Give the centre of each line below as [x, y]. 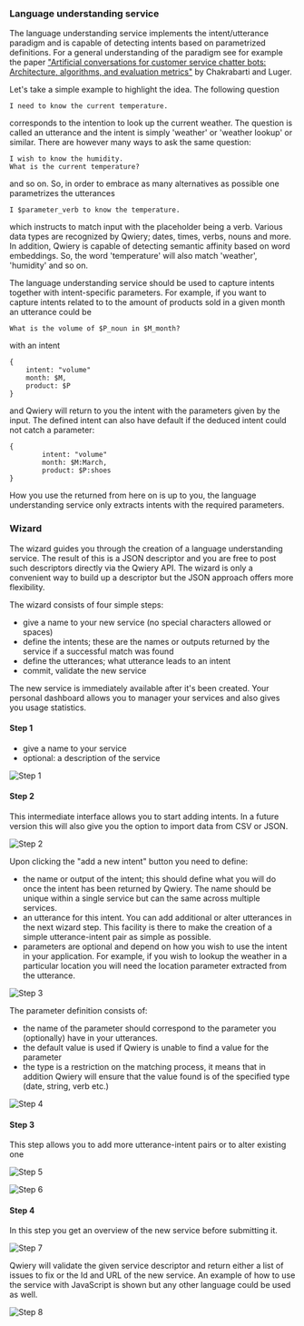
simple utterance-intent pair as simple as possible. [117, 937]
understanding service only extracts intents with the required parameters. [147, 505]
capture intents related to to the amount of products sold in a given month [147, 302]
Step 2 [22, 797]
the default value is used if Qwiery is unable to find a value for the [146, 1048]
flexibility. [27, 587]
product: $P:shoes [77, 470]
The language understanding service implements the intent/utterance [139, 34]
